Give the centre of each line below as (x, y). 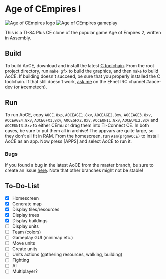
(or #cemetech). (31, 87)
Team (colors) (27, 232)
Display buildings (30, 220)
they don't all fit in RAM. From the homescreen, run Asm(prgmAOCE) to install (82, 136)
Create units (25, 249)
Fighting (21, 260)
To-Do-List (22, 186)
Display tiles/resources (36, 209)
